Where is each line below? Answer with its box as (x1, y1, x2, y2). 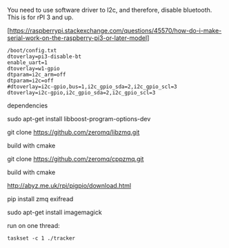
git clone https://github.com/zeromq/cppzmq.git (7, 155, 144, 163)
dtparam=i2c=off (7, 77, 54, 84)
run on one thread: (7, 222, 60, 229)
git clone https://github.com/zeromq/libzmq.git (7, 128, 140, 136)
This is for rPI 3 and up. (7, 13, 74, 21)
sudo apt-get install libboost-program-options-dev (7, 115, 151, 123)
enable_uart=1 (7, 59, 48, 66)
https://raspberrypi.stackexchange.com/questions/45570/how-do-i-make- (9, 27, 222, 34)
